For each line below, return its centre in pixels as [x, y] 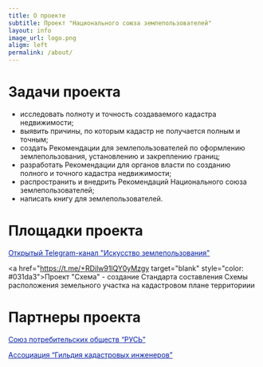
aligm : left [28, 45]
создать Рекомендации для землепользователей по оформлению [132, 147]
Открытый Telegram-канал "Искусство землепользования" [109, 252]
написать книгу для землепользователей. [91, 198]
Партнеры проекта [75, 317]
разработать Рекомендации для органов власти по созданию [125, 165]
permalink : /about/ [41, 53]
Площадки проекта [76, 231]
